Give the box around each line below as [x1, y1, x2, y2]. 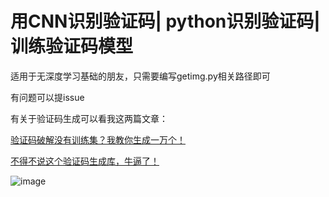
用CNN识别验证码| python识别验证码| [10, 10, 321, 33]
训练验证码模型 [10, 35, 134, 58]
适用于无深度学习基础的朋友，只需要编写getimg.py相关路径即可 [10, 70, 271, 82]
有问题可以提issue [10, 91, 85, 103]
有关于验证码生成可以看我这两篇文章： [10, 112, 168, 124]
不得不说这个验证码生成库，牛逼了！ [10, 155, 160, 167]
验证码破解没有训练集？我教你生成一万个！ [10, 133, 186, 146]
